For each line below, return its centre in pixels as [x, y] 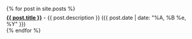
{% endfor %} [24, 30]
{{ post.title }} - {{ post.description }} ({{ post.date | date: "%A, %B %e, [96, 18]
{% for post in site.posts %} [41, 9]
